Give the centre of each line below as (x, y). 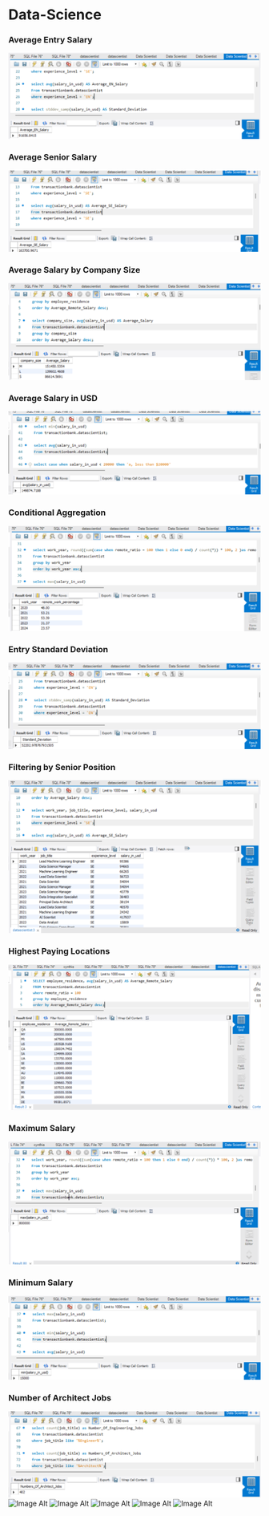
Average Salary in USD (53, 398)
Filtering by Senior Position (62, 767)
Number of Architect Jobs (60, 1398)
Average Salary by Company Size (74, 270)
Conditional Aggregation (57, 513)
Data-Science (55, 15)
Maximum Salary (42, 1129)
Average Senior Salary (53, 157)
